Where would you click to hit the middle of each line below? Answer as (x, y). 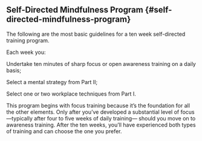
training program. (28, 40)
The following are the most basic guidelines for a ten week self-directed (96, 34)
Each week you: (26, 52)
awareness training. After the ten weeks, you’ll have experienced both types (101, 125)
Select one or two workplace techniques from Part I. (71, 94)
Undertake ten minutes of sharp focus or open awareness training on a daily (101, 64)
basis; (14, 70)
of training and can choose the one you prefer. (64, 131)
